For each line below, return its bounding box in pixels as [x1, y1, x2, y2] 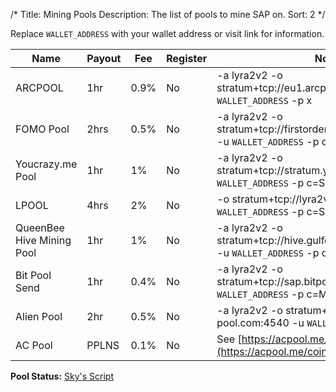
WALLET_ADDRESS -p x [216, 94, 313, 107]
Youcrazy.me [15, 157, 78, 171]
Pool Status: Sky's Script [10, 370, 115, 382]
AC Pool [15, 339, 53, 352]
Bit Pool [15, 269, 52, 282]
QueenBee [15, 221, 65, 234]
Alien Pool [15, 310, 63, 323]
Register [166, 52, 208, 65]
